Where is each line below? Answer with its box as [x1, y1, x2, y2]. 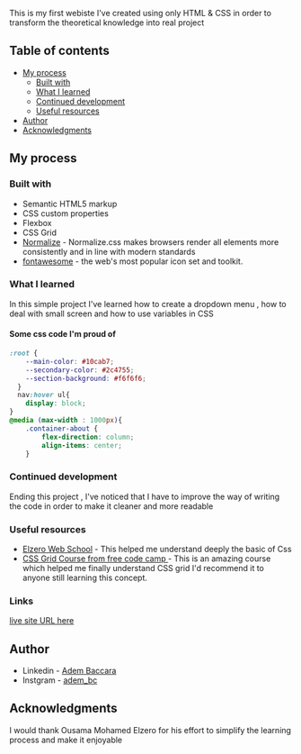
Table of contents [9, 43, 110, 59]
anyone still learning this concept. [22, 572, 148, 583]
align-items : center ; [41, 441, 123, 450]
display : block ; [25, 399, 87, 408]
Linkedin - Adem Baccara [22, 666, 117, 677]
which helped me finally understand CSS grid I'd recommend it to [22, 562, 265, 573]
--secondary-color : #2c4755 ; [25, 365, 135, 375]
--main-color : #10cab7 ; [25, 357, 115, 366]
